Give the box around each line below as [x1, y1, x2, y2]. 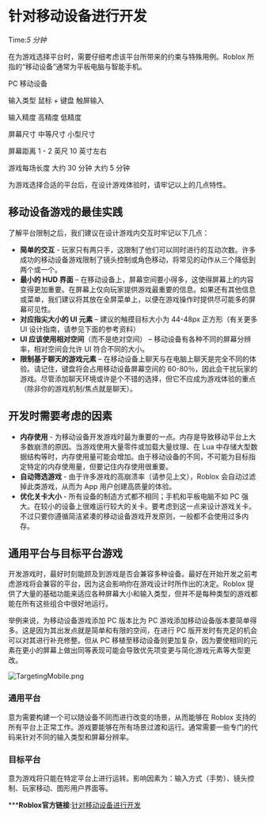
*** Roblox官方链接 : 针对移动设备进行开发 [8, 800, 141, 810]
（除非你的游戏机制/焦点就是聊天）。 [19, 383, 137, 393]
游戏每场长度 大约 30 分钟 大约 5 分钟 [8, 163, 131, 172]
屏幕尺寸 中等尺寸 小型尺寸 [8, 129, 96, 139]
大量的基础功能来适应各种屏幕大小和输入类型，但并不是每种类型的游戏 [21, 589, 251, 599]
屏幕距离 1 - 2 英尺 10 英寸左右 [8, 146, 107, 156]
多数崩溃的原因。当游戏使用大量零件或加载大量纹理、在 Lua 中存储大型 [19, 441, 251, 451]
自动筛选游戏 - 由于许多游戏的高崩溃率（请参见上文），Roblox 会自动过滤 [19, 472, 256, 481]
